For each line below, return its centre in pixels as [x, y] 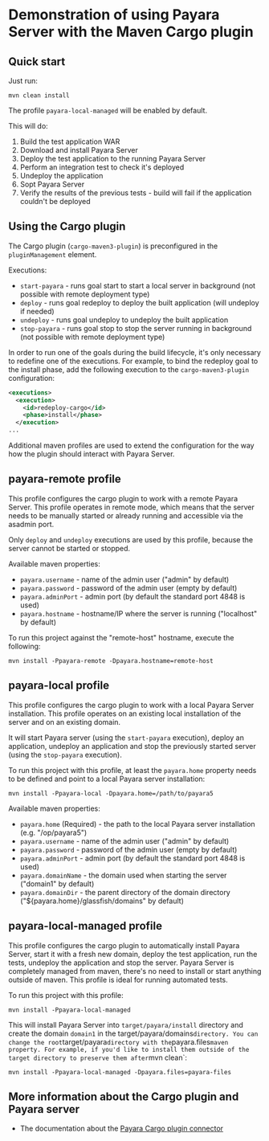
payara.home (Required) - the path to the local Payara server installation [137, 824]
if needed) [37, 311]
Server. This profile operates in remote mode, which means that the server [132, 507]
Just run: [23, 81]
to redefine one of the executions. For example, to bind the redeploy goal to [133, 361]
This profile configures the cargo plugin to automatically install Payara [124, 945]
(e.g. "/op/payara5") [53, 832]
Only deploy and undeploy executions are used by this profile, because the [131, 539]
